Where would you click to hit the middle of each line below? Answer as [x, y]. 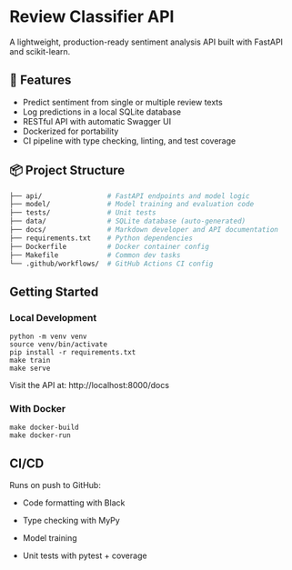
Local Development [53, 317]
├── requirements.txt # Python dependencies [101, 238]
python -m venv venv [49, 337]
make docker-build [44, 428]
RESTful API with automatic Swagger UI [96, 121]
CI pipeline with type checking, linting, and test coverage [129, 140]
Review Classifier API [92, 17]
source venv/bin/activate [58, 345]
